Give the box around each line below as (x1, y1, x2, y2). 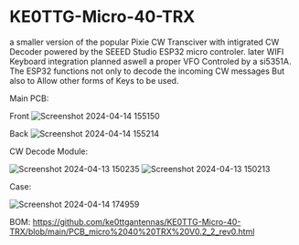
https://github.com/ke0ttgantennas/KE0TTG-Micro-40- (32, 216, 241, 227)
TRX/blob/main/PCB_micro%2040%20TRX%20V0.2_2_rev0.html (9, 226, 255, 237)
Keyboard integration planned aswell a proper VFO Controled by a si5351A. (9, 56, 292, 66)
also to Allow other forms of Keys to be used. (9, 75, 179, 86)
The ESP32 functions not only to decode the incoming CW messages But (9, 66, 285, 77)
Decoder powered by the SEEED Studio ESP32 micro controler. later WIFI (9, 46, 284, 56)
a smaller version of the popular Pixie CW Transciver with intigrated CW (9, 36, 280, 47)
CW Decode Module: (9, 146, 89, 157)
